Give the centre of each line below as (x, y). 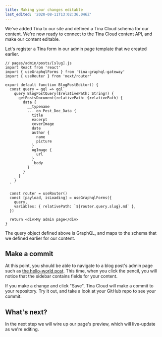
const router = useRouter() (39, 193)
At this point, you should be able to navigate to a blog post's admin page (79, 266)
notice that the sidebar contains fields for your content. (61, 276)
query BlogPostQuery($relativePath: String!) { (64, 93)
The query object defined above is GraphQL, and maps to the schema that (81, 233)
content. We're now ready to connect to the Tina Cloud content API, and (79, 34)
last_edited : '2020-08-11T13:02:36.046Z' (49, 14)
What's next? (26, 312)
